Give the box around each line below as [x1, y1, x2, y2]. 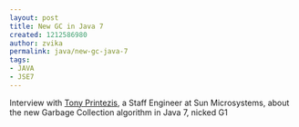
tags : [9, 55, 30, 64]
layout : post [9, 13, 59, 23]
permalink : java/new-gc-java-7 [9, 47, 129, 56]
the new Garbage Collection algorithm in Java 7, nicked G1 [9, 106, 228, 118]
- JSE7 [9, 73, 35, 82]
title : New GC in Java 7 [9, 22, 104, 31]
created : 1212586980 [9, 30, 88, 39]
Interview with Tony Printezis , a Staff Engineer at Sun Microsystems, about [9, 97, 290, 108]
